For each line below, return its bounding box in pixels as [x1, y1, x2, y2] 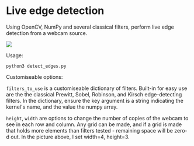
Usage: [6, 51, 23, 59]
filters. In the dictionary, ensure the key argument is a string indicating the [6, 97, 184, 104]
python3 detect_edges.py [6, 63, 67, 69]
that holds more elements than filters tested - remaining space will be [6, 127, 174, 134]
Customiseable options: [6, 73, 63, 80]
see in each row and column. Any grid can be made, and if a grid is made [6, 121, 182, 128]
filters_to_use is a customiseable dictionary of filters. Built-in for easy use [6, 85, 188, 92]
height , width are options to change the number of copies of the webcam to [6, 114, 189, 121]
